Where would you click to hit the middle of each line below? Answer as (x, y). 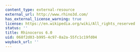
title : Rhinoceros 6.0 (29, 33)
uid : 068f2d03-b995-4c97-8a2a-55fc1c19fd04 (51, 38)
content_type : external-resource (40, 10)
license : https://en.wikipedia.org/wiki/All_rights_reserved (70, 24)
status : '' (16, 28)
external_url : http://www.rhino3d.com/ (47, 14)
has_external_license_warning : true (43, 19)
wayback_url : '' (22, 42)
